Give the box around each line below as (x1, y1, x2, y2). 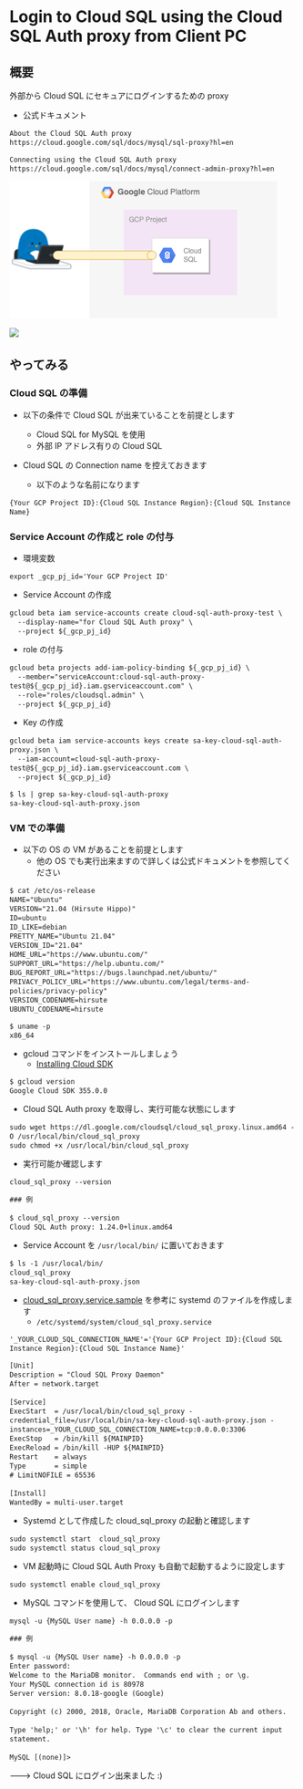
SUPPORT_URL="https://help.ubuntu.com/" (9, 960, 166, 969)
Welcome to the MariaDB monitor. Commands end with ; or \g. (9, 1671, 250, 1680)
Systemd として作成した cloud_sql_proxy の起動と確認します (22, 1515, 251, 1526)
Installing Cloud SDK (35, 1058, 114, 1069)
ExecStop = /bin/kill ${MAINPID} (9, 1434, 145, 1443)
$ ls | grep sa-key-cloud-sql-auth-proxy (9, 789, 169, 799)
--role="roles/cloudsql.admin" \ (17, 691, 145, 700)
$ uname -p (9, 1022, 51, 1032)
